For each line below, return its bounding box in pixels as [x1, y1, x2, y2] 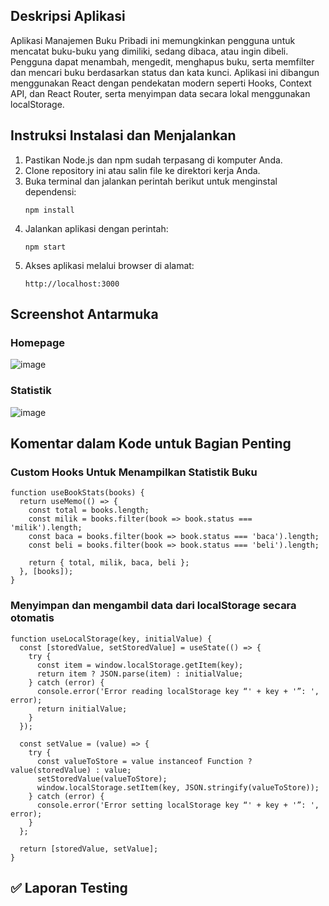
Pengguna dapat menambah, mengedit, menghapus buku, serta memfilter [10, 55, 315, 68]
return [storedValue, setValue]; [19, 844, 159, 854]
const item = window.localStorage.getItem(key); [36, 660, 244, 670]
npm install [24, 205, 75, 215]
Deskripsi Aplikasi [10, 8, 126, 25]
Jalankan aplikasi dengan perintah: [24, 222, 169, 234]
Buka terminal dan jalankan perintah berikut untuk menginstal [24, 175, 278, 187]
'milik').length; [10, 523, 83, 533]
